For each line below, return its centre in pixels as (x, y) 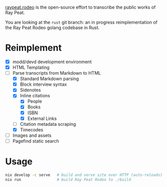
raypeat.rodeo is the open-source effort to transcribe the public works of (80, 7)
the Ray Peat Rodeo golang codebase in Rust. (52, 28)
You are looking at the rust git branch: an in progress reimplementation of (81, 22)
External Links (42, 118)
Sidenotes (30, 90)
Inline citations (35, 96)
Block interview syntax (43, 84)
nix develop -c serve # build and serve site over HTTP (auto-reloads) (84, 175)
